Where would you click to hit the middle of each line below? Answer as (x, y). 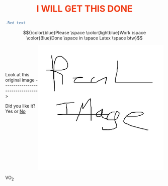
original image (20, 80)
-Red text (16, 23)
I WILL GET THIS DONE (85, 9)
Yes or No (16, 111)
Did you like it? (20, 106)
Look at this (17, 74)
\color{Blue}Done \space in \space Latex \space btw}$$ (85, 38)
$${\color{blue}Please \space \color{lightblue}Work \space (85, 32)
